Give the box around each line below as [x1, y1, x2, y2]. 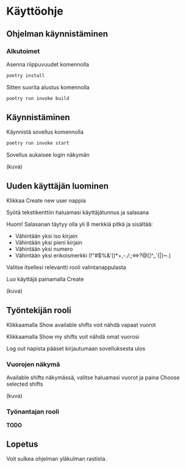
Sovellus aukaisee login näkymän [6, 151, 90, 159]
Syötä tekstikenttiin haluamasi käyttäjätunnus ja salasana [6, 209, 149, 216]
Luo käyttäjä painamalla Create [6, 276, 84, 283]
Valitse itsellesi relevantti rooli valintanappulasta [6, 264, 126, 271]
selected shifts [6, 380, 43, 388]
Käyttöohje [6, 4, 64, 18]
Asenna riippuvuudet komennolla [6, 60, 90, 68]
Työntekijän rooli [6, 305, 71, 315]
